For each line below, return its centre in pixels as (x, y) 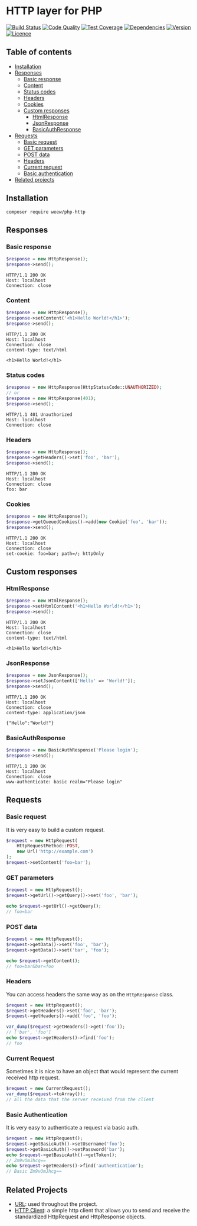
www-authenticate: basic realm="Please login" (64, 782)
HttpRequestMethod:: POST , (49, 846)
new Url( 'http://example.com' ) (55, 851)
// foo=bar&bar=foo (30, 966)
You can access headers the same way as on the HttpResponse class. (90, 994)
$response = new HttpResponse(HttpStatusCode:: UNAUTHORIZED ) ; (84, 388)
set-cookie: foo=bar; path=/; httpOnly (55, 554)
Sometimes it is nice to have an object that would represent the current (92, 1072)
